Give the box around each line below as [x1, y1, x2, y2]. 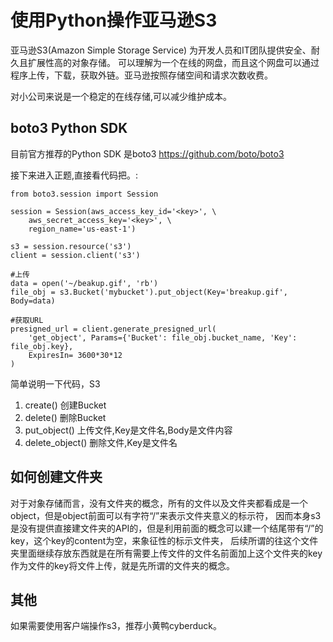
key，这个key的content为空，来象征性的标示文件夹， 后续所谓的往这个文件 [10, 534, 319, 546]
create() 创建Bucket [24, 399, 107, 411]
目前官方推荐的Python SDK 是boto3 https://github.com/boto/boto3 [10, 147, 285, 160]
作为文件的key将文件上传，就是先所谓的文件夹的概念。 [10, 559, 236, 571]
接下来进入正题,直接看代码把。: [10, 169, 139, 181]
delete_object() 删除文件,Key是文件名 [24, 436, 178, 448]
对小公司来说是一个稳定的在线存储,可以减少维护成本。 [10, 90, 233, 102]
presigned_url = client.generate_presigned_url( [10, 324, 217, 334]
